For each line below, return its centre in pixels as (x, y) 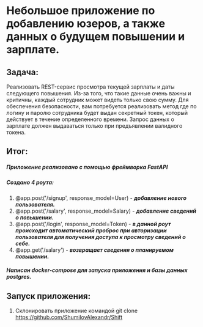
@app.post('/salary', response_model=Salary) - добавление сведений (106, 211)
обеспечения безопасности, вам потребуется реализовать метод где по (102, 106)
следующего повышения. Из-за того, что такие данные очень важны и (99, 93)
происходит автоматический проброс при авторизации (91, 230)
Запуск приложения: (48, 296)
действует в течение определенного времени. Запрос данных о (90, 119)
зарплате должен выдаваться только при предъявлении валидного (94, 126)
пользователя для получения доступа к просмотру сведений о (101, 237)
